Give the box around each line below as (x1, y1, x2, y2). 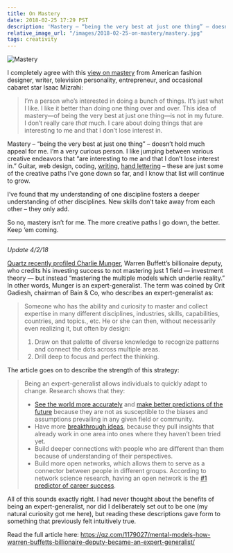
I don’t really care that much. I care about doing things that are (24, 119, 203, 127)
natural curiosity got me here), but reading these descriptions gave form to (7, 510, 221, 518)
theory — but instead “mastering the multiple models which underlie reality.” (7, 274, 225, 282)
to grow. (7, 176, 31, 185)
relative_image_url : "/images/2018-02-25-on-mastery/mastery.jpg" (7, 29, 203, 37)
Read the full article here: (7, 531, 80, 539)
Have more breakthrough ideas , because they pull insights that (34, 422, 214, 431)
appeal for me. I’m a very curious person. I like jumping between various (7, 147, 214, 156)
